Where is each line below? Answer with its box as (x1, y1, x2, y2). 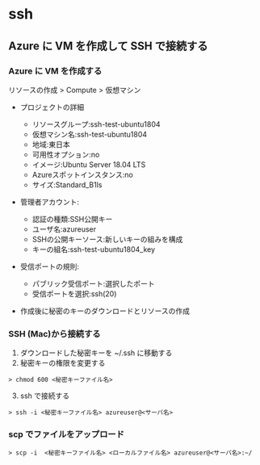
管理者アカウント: (19, 197, 79, 207)
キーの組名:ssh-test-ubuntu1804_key (31, 244, 156, 254)
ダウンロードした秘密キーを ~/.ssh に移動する (19, 348, 173, 358)
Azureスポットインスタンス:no (31, 170, 133, 179)
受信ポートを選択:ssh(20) (31, 288, 117, 299)
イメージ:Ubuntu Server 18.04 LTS (31, 159, 146, 170)
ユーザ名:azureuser (31, 224, 97, 234)
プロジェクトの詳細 (19, 102, 85, 111)
